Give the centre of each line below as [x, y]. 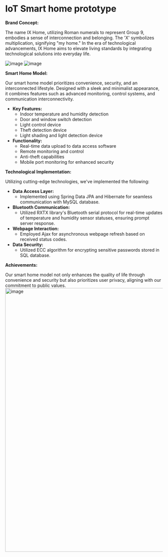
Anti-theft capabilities [42, 157]
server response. [37, 223]
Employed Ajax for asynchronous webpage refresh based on [82, 234]
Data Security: [28, 245]
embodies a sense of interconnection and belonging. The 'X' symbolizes [80, 38]
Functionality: [27, 141]
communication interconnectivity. [39, 99]
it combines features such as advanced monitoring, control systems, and [80, 93]
